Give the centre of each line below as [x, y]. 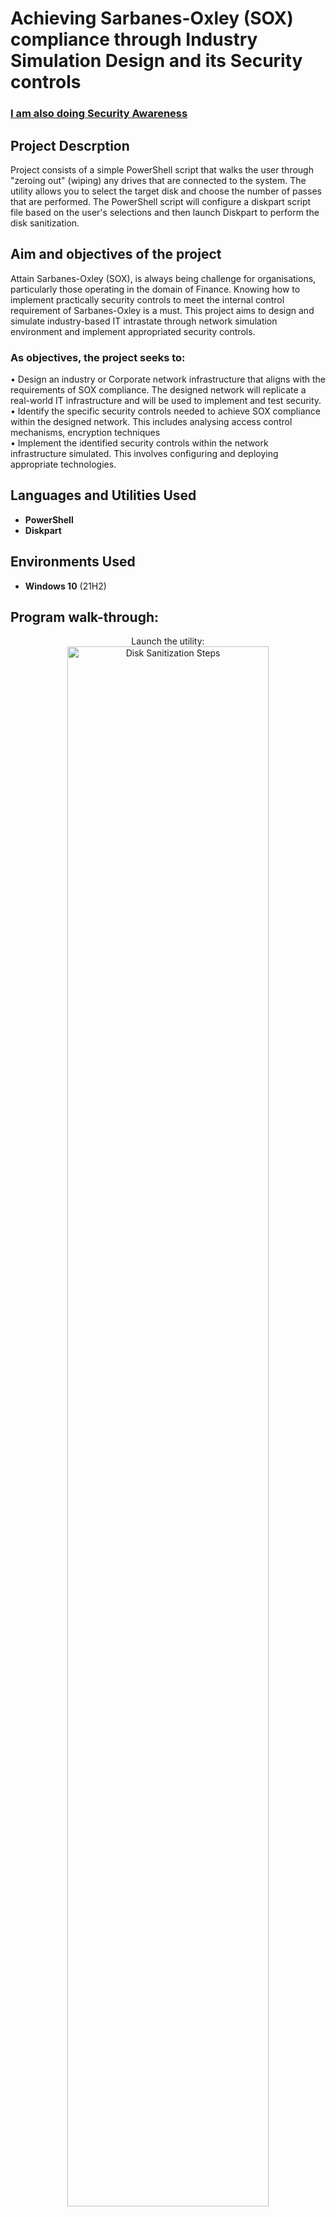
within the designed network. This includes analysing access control [151, 422]
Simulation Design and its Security [156, 61]
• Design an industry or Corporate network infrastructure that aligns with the [168, 379]
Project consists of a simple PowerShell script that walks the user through [162, 169]
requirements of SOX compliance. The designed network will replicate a [158, 390]
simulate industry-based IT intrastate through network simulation [144, 321]
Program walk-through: [85, 617]
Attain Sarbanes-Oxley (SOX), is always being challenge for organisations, [163, 278]
